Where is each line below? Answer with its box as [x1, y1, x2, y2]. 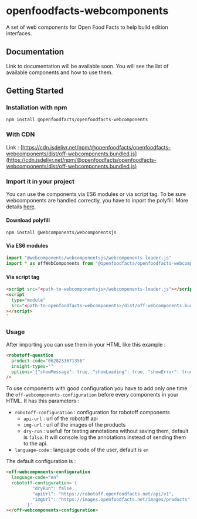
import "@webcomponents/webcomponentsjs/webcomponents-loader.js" [6, 255, 172, 261]
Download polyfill [6, 217, 50, 224]
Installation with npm [6, 104, 67, 112]
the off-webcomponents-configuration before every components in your [6, 391, 179, 398]
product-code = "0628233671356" [11, 358, 85, 364]
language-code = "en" [11, 475, 59, 481]
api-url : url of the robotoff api [23, 415, 98, 422]
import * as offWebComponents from [6, 261, 93, 267]
